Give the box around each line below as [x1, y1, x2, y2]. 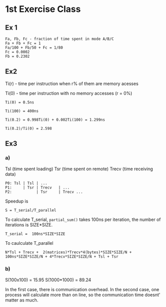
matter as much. [5, 297, 39, 303]
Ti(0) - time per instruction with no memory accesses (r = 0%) [5, 90, 132, 96]
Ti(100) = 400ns [5, 108, 39, 113]
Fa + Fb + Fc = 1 [5, 41, 41, 46]
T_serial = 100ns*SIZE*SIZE [5, 231, 65, 236]
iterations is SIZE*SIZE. [5, 221, 53, 227]
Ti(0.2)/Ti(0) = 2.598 [5, 126, 52, 131]
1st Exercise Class [5, 3, 81, 15]
